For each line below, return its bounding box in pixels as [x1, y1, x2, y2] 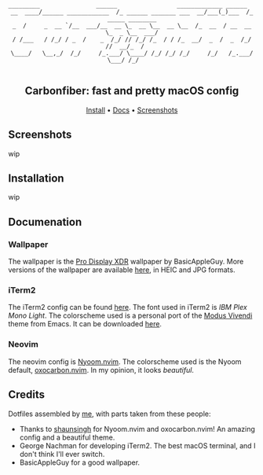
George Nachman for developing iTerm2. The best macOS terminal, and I [19, 440, 256, 450]
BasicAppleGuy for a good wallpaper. [19, 458, 140, 467]
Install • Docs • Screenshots [86, 105, 178, 115]
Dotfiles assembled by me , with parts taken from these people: [8, 409, 211, 418]
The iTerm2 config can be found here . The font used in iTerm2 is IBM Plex [8, 303, 247, 312]
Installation [8, 171, 64, 186]
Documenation [8, 215, 82, 229]
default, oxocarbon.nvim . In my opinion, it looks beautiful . [8, 365, 195, 374]
